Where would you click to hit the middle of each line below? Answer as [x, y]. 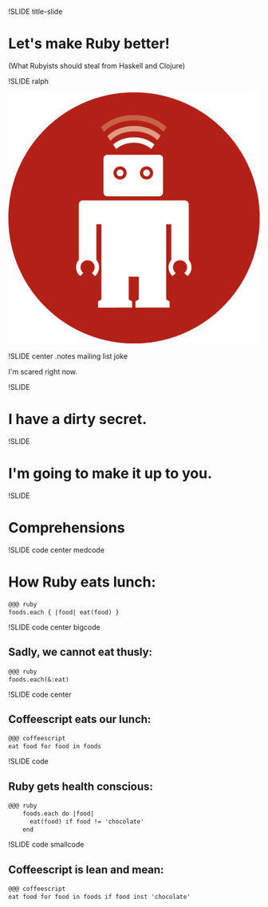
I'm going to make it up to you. [110, 474]
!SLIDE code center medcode [57, 550]
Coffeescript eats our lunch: [80, 719]
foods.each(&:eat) [39, 679]
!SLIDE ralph [29, 81]
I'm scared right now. [43, 371]
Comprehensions [67, 528]
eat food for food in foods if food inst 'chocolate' [100, 897]
